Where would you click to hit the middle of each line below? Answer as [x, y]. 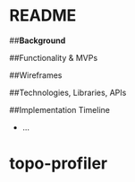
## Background [38, 40]
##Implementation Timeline [59, 109]
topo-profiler [59, 164]
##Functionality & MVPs [54, 57]
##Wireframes [36, 75]
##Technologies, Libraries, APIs [68, 92]
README [43, 16]
